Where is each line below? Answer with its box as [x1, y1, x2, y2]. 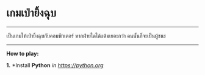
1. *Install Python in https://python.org [6, 61, 104, 69]
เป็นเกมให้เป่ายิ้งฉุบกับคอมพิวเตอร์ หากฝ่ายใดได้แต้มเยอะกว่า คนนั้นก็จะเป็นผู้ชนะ [6, 32, 167, 39]
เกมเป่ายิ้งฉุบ [6, 6, 57, 20]
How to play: [6, 50, 39, 57]
